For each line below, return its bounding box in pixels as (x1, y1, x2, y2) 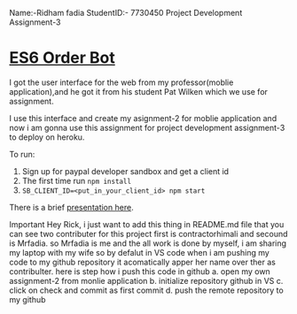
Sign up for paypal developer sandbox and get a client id (21, 165, 229, 176)
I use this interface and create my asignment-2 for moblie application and (9, 112, 277, 123)
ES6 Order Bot (9, 48, 115, 68)
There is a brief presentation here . (9, 202, 135, 212)
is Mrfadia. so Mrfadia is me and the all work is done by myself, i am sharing (9, 238, 286, 249)
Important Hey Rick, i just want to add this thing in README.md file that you (9, 218, 285, 229)
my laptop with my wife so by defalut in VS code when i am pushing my (9, 247, 270, 257)
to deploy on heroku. (9, 132, 85, 142)
